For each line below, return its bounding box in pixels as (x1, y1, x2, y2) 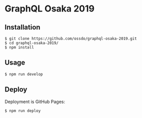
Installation (4, 23, 40, 31)
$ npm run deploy (4, 108, 41, 113)
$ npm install (4, 45, 34, 50)
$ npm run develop (4, 71, 43, 76)
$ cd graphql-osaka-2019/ (4, 40, 58, 45)
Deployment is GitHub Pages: (4, 98, 65, 104)
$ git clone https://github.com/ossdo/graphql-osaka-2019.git (4, 36, 137, 41)
